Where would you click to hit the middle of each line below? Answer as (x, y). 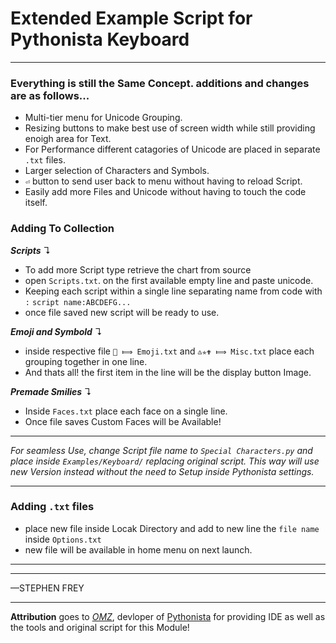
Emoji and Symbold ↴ (56, 331)
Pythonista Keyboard (100, 39)
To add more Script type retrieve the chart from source (138, 269)
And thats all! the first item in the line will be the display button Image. (168, 372)
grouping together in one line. (86, 361)
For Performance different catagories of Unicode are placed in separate (172, 149)
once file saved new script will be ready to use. (122, 312)
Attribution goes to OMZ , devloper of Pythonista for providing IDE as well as (168, 616)
